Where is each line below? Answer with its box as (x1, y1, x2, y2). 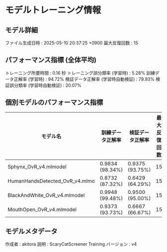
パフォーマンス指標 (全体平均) (5, 56, 97, 64)
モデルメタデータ (5, 227, 58, 236)
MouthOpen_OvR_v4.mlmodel (7, 206, 77, 213)
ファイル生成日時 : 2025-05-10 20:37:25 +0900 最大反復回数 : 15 (5, 40, 138, 46)
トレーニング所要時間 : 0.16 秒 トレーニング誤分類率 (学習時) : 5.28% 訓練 (5, 70, 156, 76)
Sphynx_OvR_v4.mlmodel (7, 163, 67, 170)
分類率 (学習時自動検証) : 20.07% (13, 82, 82, 88)
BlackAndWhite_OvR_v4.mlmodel (7, 191, 85, 198)
